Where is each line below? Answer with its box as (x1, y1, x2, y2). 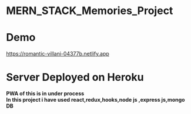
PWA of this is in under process (6, 90, 85, 97)
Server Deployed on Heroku (6, 71, 144, 84)
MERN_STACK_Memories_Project (6, 4, 173, 18)
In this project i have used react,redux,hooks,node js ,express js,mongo (6, 96, 185, 103)
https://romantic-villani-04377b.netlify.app (6, 50, 110, 57)
